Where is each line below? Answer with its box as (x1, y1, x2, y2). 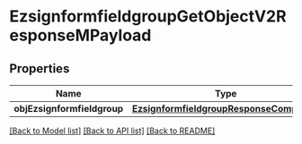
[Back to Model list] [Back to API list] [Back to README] (9, 125, 216, 136)
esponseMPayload (9, 25, 152, 46)
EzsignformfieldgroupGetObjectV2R (9, 6, 287, 27)
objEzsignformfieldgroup (13, 103, 124, 114)
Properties (9, 61, 70, 76)
